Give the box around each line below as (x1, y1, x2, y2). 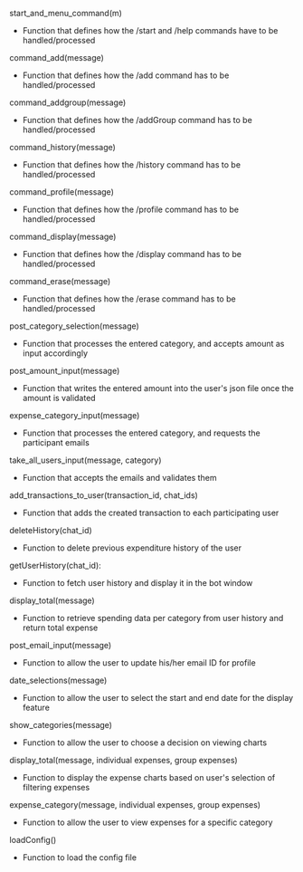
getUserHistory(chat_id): (9, 561, 101, 570)
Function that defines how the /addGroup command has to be (22, 115, 253, 125)
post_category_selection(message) (9, 321, 140, 331)
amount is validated (22, 393, 97, 403)
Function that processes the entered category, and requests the (22, 427, 260, 438)
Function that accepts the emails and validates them (22, 473, 217, 483)
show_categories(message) (9, 720, 113, 730)
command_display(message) (9, 231, 117, 242)
